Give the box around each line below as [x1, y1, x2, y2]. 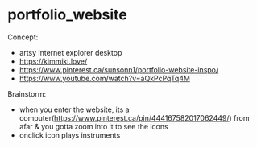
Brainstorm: [7, 88, 46, 98]
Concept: [7, 32, 39, 42]
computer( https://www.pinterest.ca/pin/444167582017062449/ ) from [19, 113, 250, 122]
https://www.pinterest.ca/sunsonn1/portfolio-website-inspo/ [19, 64, 219, 74]
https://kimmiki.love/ [19, 56, 88, 66]
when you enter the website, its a [19, 105, 130, 114]
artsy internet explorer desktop [19, 47, 122, 57]
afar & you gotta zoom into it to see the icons [19, 121, 168, 131]
